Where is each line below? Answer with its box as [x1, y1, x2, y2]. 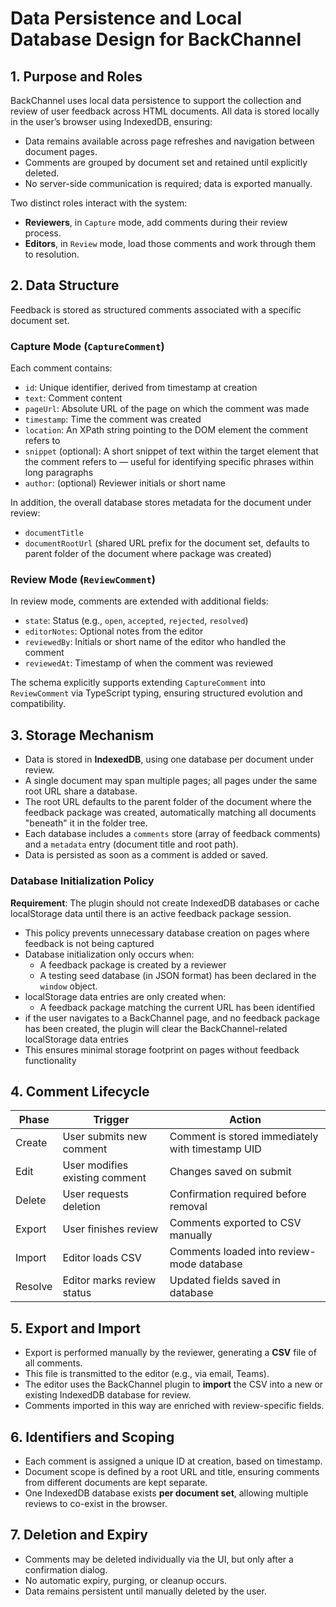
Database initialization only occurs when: [24, 948, 195, 960]
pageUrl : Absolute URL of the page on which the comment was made [24, 403, 310, 415]
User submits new [62, 1130, 148, 1144]
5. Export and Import [10, 1320, 141, 1337]
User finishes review [62, 1222, 159, 1236]
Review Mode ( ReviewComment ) [10, 573, 156, 587]
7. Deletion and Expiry [10, 1527, 148, 1544]
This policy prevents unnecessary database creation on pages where [24, 927, 310, 939]
